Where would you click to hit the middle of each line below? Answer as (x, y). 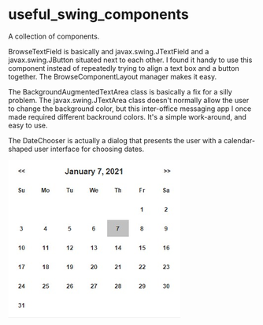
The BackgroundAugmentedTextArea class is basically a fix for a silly (120, 91)
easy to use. (28, 125)
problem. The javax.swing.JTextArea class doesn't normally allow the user (129, 100)
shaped (20, 149)
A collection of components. (54, 36)
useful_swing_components (98, 15)
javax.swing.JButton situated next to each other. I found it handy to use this (130, 60)
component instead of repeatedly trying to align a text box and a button (124, 68)
